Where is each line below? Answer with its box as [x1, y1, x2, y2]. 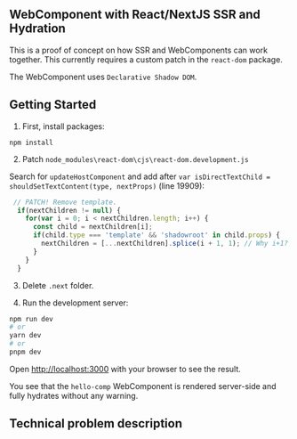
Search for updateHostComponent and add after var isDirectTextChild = [9, 171, 271, 182]
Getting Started [9, 97, 97, 112]
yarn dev [9, 331, 42, 340]
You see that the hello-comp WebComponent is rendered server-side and [9, 380, 277, 391]
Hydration [9, 21, 67, 37]
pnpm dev [9, 347, 42, 356]
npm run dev [9, 314, 53, 323]
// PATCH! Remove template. [12, 198, 117, 207]
